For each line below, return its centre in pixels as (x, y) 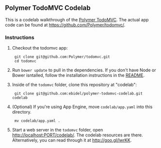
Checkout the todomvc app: (40, 48)
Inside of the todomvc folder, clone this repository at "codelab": (74, 85)
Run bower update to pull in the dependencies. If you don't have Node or (84, 70)
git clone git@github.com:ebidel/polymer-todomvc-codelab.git (79, 94)
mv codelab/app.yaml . (37, 121)
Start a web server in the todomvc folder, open (57, 130)
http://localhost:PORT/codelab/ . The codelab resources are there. (77, 135)
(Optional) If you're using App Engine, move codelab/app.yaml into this (82, 107)
